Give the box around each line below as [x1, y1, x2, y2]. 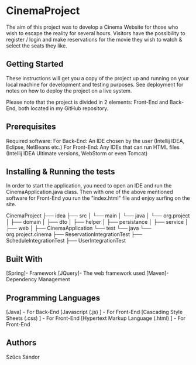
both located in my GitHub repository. [18, 104, 109, 112]
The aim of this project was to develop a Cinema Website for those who [6, 23, 178, 30]
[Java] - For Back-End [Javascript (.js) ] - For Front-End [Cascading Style [6, 309, 183, 315]
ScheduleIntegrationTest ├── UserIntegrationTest [6, 237, 126, 244]
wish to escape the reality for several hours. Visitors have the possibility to [6, 29, 185, 36]
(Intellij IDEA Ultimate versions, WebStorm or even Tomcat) [6, 149, 148, 156]
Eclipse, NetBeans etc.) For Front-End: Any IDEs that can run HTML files [6, 144, 180, 151]
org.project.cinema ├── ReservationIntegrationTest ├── [6, 231, 142, 238]
